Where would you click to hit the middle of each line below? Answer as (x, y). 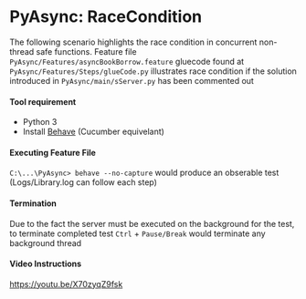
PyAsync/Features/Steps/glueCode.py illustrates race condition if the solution (153, 71)
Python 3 (40, 122)
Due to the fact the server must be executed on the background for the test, (152, 223)
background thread (46, 242)
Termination (33, 203)
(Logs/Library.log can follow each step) (84, 182)
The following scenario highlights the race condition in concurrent (133, 42)
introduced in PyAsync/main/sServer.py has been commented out (132, 80)
